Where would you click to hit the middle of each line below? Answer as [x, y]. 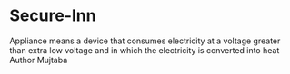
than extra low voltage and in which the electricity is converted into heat [145, 50]
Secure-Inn [53, 16]
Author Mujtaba [39, 60]
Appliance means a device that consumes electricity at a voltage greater [145, 41]
